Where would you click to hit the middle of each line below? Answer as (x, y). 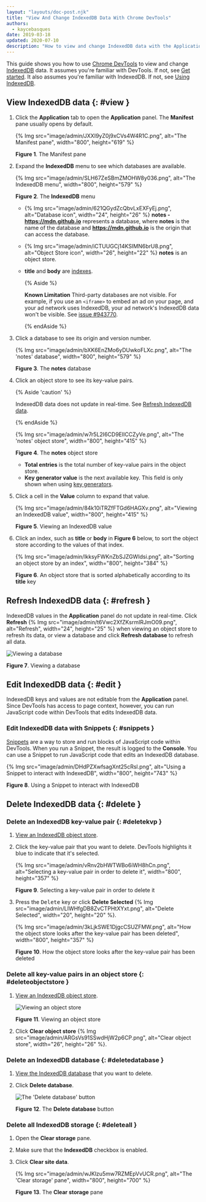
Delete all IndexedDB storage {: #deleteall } (72, 1125)
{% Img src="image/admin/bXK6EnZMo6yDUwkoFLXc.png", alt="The (103, 350)
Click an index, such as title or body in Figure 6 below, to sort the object (107, 538)
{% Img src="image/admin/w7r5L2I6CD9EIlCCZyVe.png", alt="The (99, 434)
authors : (17, 23)
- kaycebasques (31, 29)
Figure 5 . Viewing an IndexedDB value (63, 526)
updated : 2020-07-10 (33, 40)
